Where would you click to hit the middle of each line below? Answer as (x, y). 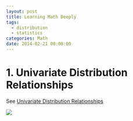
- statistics (27, 33)
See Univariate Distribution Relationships (55, 101)
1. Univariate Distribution (67, 73)
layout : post (22, 11)
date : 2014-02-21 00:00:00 (39, 44)
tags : (12, 22)
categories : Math (27, 38)
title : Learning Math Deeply (41, 17)
